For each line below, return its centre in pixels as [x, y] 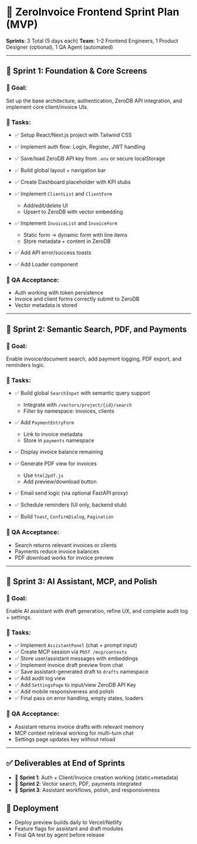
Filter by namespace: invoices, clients [69, 411]
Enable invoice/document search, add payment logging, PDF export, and [94, 359]
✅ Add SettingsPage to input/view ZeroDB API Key [75, 685]
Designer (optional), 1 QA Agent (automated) [60, 47]
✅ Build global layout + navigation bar [60, 170]
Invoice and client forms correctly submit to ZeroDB [77, 299]
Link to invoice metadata [53, 434]
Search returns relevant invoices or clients [66, 545]
